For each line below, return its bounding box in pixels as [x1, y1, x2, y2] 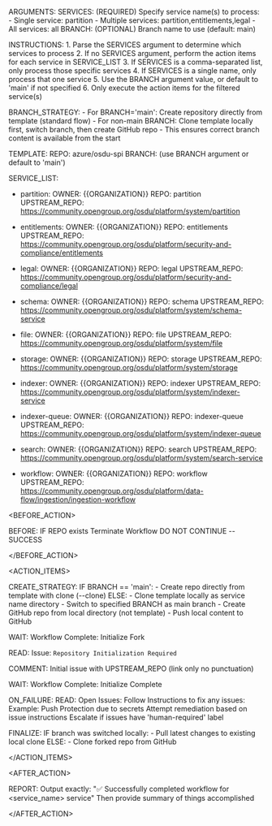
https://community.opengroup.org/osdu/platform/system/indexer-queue [19, 429, 261, 438]
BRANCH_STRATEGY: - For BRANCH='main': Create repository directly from [8, 107, 263, 117]
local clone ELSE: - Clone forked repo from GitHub [8, 737, 177, 746]
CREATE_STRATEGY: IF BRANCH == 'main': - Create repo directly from [8, 582, 245, 591]
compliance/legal [19, 281, 79, 291]
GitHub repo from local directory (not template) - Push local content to [8, 608, 244, 617]
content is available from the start [8, 133, 121, 143]
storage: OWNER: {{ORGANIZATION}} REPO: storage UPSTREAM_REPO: [19, 354, 262, 364]
